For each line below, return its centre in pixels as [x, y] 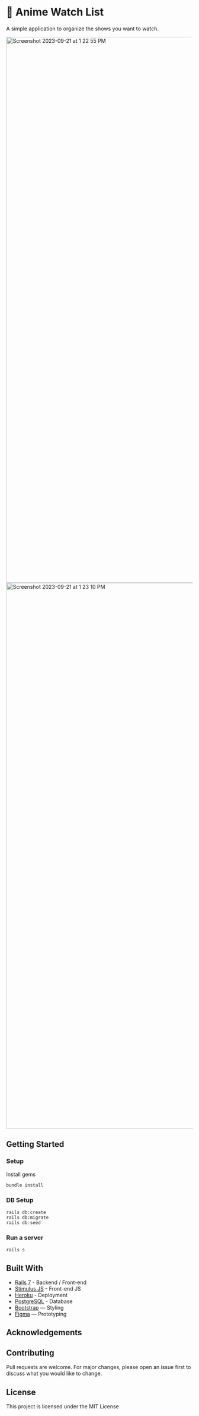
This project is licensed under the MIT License [63, 1406]
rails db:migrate [28, 1218]
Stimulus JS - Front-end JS [48, 1289]
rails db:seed [24, 1223]
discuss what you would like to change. [54, 1374]
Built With [25, 1268]
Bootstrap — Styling [39, 1308]
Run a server [25, 1237]
